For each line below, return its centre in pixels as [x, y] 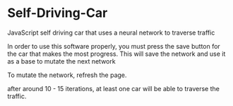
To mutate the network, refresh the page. [67, 75]
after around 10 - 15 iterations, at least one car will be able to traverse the [114, 88]
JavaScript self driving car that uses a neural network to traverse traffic [111, 33]
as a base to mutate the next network [61, 61]
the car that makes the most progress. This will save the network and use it [116, 54]
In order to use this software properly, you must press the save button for [114, 46]
